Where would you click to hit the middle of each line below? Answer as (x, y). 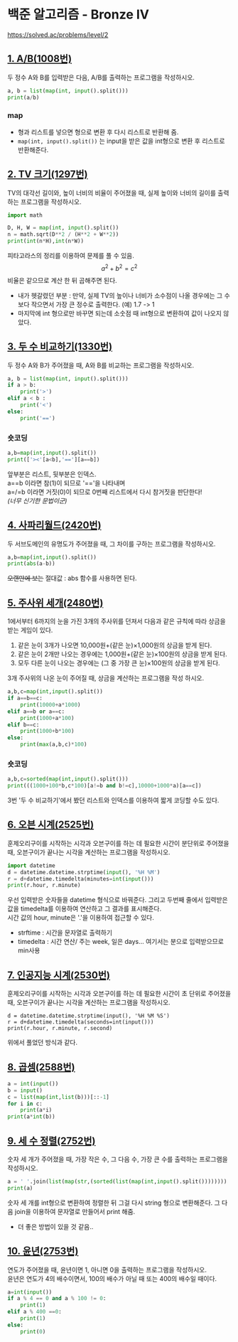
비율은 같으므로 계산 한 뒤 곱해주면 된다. (62, 280)
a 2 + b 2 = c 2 (119, 268)
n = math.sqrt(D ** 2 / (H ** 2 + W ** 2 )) (63, 235)
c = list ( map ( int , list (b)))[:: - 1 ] (59, 1097)
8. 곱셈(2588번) (41, 1067)
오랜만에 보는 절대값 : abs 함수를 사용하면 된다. (72, 578)
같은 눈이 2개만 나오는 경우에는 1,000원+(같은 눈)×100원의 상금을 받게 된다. (122, 654)
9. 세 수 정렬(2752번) (52, 1140)
